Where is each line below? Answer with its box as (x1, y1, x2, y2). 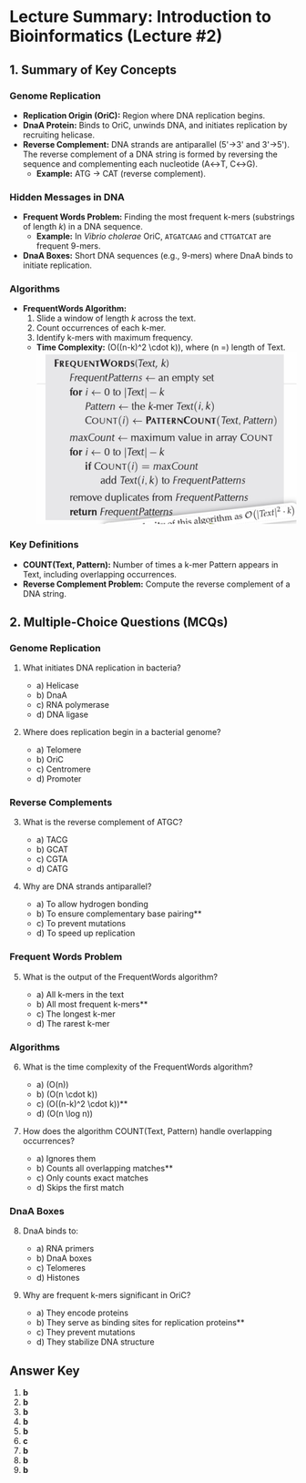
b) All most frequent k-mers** (36, 998, 148, 1009)
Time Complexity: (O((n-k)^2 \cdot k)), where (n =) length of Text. (36, 342, 286, 353)
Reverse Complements (9, 796, 113, 809)
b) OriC (36, 754, 64, 765)
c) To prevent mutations (36, 918, 126, 929)
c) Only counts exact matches (36, 1172, 148, 1183)
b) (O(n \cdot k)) (36, 1089, 98, 1099)
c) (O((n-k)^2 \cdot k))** (36, 1099, 128, 1110)
